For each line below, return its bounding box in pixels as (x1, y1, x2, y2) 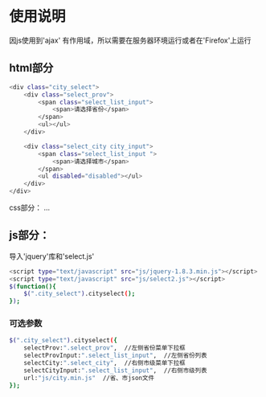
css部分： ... (9, 203, 51, 212)
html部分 (9, 61, 54, 75)
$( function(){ (9, 282, 57, 290)
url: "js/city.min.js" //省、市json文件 (23, 374, 155, 382)
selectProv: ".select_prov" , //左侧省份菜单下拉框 (23, 344, 186, 352)
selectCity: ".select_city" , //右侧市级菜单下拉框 (23, 359, 186, 367)
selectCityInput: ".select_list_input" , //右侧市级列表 (23, 366, 207, 374)
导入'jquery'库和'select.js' (9, 251, 95, 261)
